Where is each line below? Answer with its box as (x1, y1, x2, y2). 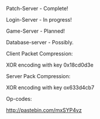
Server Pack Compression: (6, 73, 71, 79)
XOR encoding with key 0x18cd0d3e (6, 61, 94, 68)
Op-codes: (6, 96, 32, 102)
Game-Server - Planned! (6, 27, 65, 34)
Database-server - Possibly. (6, 39, 74, 45)
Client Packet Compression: (6, 50, 73, 57)
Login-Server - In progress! (6, 16, 72, 23)
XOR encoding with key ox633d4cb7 (6, 84, 95, 91)
